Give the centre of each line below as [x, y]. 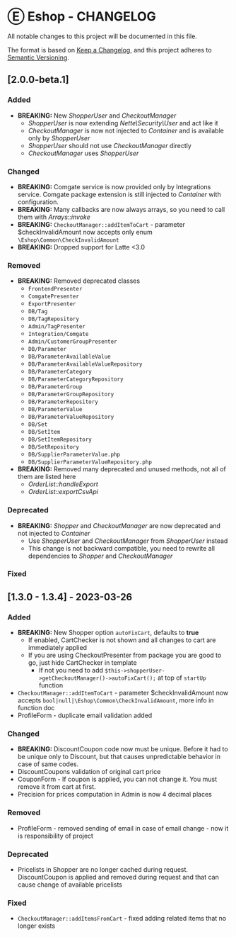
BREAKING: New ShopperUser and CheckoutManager [97, 116]
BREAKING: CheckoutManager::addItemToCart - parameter [101, 224]
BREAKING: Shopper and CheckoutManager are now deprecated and [119, 525]
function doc [36, 708]
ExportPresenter [52, 304]
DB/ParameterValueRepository [71, 417]
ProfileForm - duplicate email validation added [85, 716]
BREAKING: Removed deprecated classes [78, 281]
